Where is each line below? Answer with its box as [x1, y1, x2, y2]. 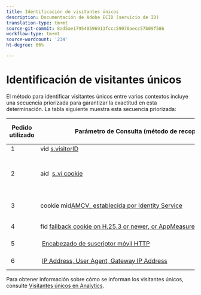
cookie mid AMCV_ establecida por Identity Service [40, 201, 182, 210]
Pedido [11, 123, 32, 131]
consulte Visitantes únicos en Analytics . [6, 282, 105, 289]
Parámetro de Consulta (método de [74, 127, 178, 135]
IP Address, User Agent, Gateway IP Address [41, 256, 167, 265]
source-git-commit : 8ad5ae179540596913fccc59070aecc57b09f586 [6, 25, 165, 32]
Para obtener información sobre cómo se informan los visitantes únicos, [6, 275, 184, 282]
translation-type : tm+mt [6, 20, 68, 26]
